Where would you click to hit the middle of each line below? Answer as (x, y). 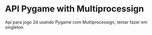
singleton (14, 27)
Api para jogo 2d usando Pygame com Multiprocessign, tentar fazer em (76, 22)
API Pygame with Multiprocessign (75, 9)
